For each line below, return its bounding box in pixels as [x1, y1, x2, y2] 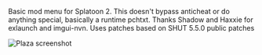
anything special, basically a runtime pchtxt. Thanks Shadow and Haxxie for [8, 15, 253, 24]
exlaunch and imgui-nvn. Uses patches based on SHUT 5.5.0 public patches [8, 24, 255, 32]
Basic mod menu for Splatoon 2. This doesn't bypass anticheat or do [8, 7, 230, 16]
